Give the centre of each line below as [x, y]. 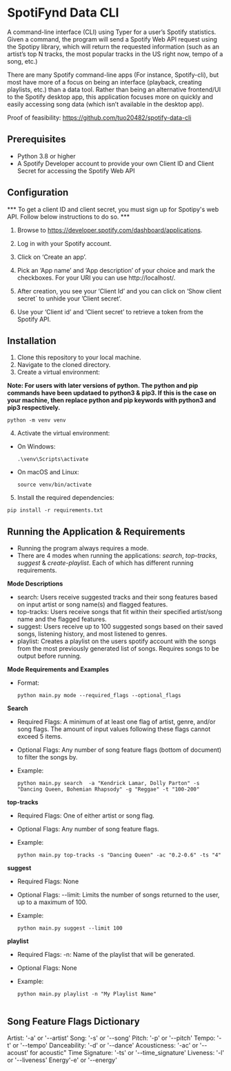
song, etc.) [22, 61]
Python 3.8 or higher [46, 156]
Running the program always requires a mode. [83, 548]
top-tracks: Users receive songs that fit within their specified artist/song [120, 612]
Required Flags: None [48, 881]
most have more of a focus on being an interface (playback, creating [104, 82]
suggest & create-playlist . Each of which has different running [105, 563]
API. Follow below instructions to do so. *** [69, 217]
